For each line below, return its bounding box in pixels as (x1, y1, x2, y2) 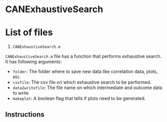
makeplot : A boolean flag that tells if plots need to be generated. (12, 95, 146, 102)
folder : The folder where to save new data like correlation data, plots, (12, 68, 158, 74)
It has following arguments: (5, 59, 62, 65)
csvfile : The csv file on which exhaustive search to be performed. (12, 79, 152, 86)
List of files (5, 27, 53, 38)
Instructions (5, 110, 45, 118)
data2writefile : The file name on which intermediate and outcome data (12, 85, 162, 91)
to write (12, 90, 29, 96)
